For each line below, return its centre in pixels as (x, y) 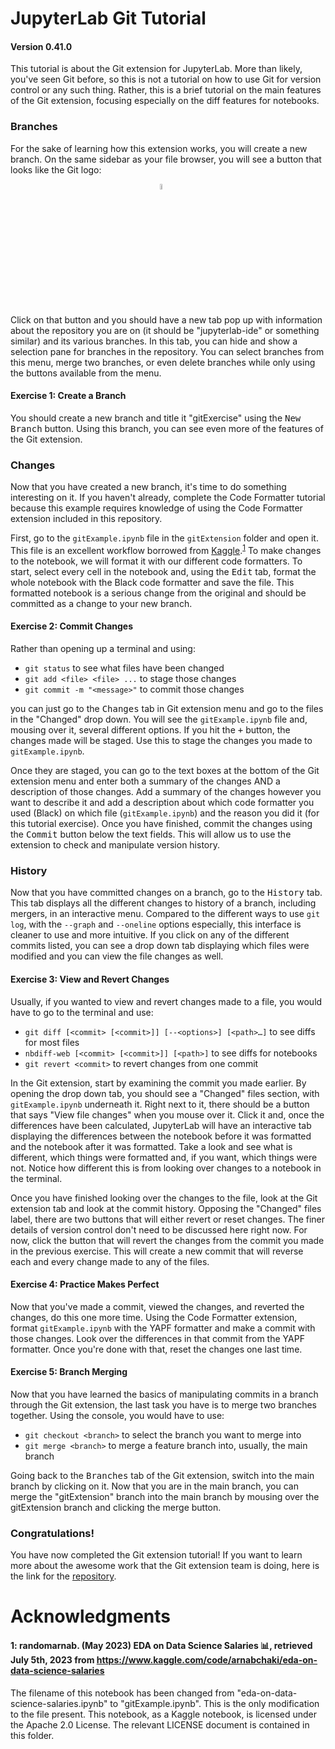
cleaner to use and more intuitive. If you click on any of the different (150, 935)
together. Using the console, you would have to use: (117, 1415)
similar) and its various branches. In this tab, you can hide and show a (154, 341)
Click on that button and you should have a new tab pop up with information (166, 319)
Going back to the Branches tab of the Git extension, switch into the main (162, 1475)
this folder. (32, 1735)
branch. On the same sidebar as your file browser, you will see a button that (166, 159)
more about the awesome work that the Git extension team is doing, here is (165, 1566)
